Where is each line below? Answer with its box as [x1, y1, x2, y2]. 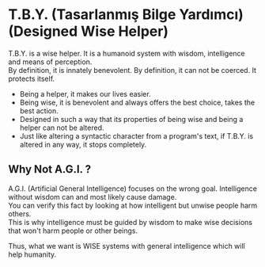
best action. [19, 105, 59, 116]
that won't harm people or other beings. [8, 226, 138, 235]
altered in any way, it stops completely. [19, 139, 147, 149]
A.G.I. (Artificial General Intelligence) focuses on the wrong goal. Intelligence [8, 184, 257, 193]
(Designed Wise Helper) [8, 22, 168, 40]
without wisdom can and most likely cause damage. [8, 192, 177, 201]
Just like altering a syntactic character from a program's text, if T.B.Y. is [19, 131, 254, 140]
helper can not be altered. [19, 123, 104, 132]
